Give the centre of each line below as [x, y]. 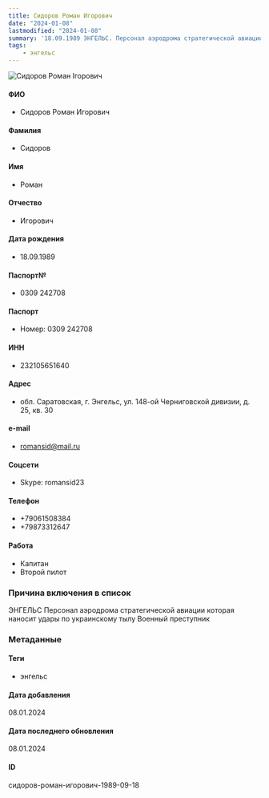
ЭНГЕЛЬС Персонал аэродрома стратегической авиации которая [121, 610]
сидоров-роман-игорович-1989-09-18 [74, 785]
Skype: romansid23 [52, 483]
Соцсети [24, 464]
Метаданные [35, 639]
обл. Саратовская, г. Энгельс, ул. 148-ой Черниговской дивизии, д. [135, 401]
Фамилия [25, 130]
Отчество [25, 203]
